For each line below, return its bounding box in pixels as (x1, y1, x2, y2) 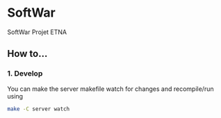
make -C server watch (7, 106, 70, 112)
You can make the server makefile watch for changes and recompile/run (7, 85, 214, 93)
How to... (7, 48, 48, 60)
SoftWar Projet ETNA (7, 28, 67, 36)
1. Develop (7, 69, 43, 78)
